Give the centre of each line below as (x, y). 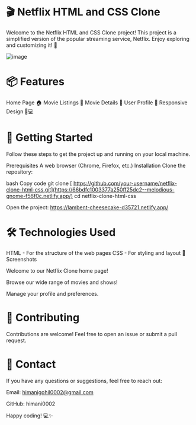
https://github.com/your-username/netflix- (125, 183)
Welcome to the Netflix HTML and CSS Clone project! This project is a (91, 32)
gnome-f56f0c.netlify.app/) (39, 196)
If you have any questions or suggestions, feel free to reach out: (84, 381)
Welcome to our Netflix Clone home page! (57, 270)
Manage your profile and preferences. (52, 293)
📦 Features (36, 82)
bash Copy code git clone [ (39, 183)
